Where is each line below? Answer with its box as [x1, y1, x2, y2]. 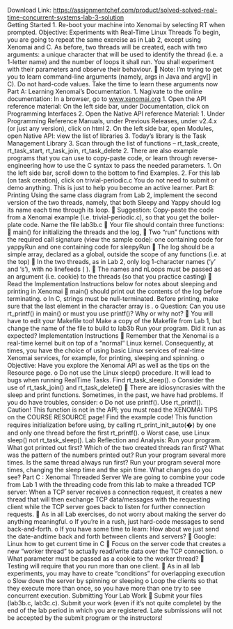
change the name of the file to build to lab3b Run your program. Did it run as [7, 324, 226, 332]
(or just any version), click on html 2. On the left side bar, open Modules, [7, 125, 214, 132]
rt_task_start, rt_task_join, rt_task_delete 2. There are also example [7, 146, 198, 155]
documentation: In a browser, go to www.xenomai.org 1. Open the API [7, 95, 207, 103]
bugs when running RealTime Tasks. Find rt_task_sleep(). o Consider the [7, 376, 215, 384]
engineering [7, 162, 42, 169]
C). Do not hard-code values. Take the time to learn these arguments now [7, 80, 218, 88]
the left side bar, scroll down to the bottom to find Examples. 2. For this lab [7, 169, 220, 177]
